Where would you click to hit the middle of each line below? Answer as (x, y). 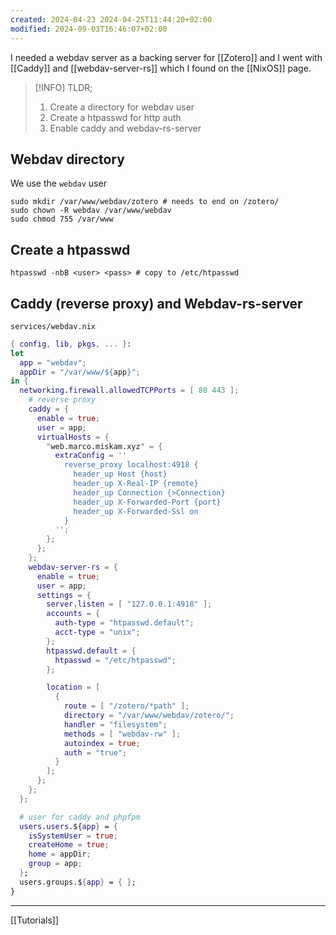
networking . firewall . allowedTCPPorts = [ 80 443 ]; (129, 391)
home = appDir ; (60, 854)
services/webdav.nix (53, 326)
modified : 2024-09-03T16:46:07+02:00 (89, 29)
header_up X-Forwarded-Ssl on (136, 511)
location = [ (73, 687)
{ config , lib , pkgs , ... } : (71, 344)
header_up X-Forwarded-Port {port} (147, 502)
